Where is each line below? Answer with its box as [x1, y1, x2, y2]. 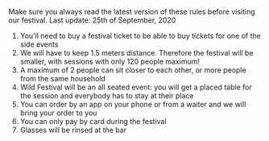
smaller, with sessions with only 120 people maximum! [19, 56, 200, 66]
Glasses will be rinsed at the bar [19, 125, 127, 135]
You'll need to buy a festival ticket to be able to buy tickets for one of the [19, 31, 262, 40]
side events [19, 39, 59, 49]
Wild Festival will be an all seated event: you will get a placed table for [19, 82, 252, 92]
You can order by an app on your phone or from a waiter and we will [19, 100, 246, 109]
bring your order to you [19, 108, 97, 118]
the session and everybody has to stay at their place [19, 91, 194, 100]
